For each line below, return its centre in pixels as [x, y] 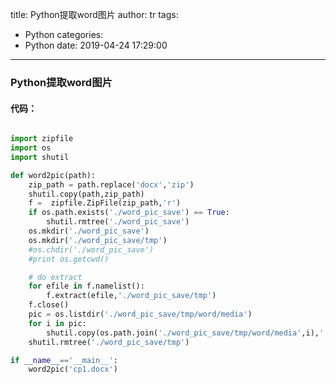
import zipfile [42, 139]
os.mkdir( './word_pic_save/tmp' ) [98, 240]
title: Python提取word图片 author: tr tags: [94, 14]
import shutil [40, 157]
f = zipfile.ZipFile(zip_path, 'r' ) [105, 203]
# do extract [55, 277]
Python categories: [64, 34]
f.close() [49, 305]
